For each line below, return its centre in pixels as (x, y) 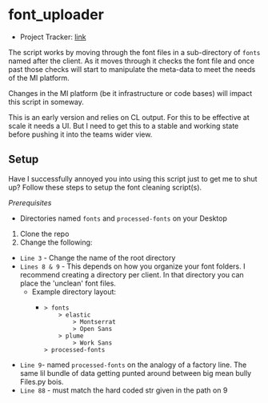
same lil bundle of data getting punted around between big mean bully (136, 373)
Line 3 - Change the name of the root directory (98, 257)
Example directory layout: (74, 291)
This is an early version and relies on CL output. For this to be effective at (129, 117)
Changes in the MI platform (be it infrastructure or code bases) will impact (130, 93)
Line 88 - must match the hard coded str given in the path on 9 (124, 390)
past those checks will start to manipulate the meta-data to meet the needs (132, 69)
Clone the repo (44, 233)
